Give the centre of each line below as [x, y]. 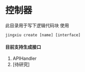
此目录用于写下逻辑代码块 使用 [37, 25]
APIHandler [25, 58]
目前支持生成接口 [23, 47]
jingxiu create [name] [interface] [43, 35]
